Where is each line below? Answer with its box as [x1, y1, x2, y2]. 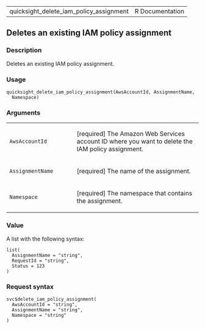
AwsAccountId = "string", [12, 302, 78, 308]
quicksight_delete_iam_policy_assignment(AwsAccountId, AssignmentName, [6, 89, 195, 95]
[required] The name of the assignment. [76, 167, 191, 176]
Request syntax [6, 282, 54, 291]
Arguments [6, 108, 41, 117]
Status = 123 [12, 262, 45, 269]
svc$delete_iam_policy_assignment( [6, 296, 97, 302]
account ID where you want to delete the [76, 137, 193, 146]
